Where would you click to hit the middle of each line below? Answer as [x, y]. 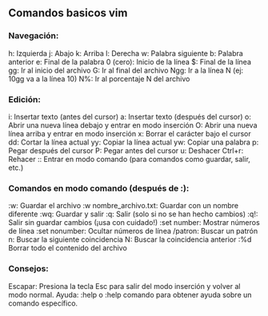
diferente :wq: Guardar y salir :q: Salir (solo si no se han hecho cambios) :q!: [133, 214]
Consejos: [29, 269]
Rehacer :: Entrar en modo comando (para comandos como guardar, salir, [129, 159]
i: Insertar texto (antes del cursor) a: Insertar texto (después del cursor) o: [130, 117]
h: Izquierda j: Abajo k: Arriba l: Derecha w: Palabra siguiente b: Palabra [126, 53]
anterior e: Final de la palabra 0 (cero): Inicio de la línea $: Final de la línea [130, 61]
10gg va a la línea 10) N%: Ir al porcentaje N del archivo [99, 78]
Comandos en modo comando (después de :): [99, 188]
